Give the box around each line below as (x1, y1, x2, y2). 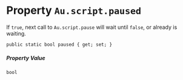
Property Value (6, 54, 45, 61)
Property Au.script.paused (6, 4, 141, 17)
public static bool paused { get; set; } (6, 42, 113, 48)
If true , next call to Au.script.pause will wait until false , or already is (6, 23, 178, 31)
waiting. (6, 29, 26, 37)
